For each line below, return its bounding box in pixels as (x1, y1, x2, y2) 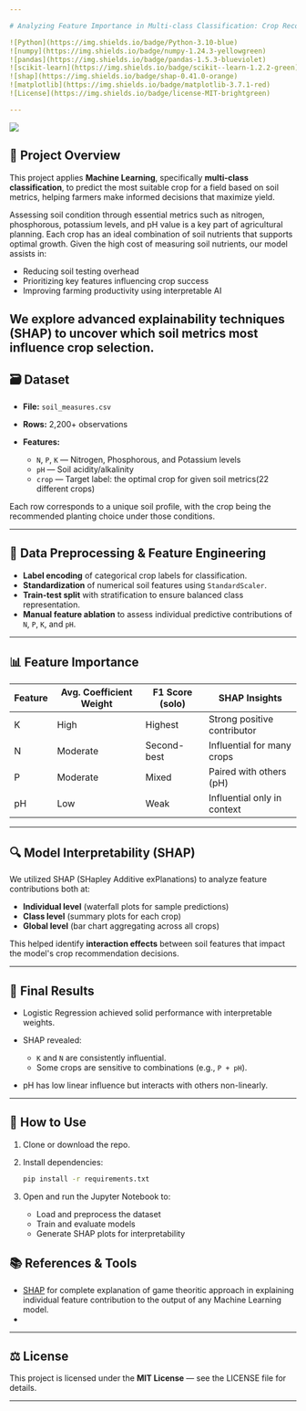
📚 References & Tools (9, 1256, 138, 1271)
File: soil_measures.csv (22, 401, 112, 412)
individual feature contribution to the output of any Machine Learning (22, 1294, 282, 1305)
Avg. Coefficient (60, 686, 133, 699)
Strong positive (208, 713, 274, 726)
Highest (145, 719, 179, 732)
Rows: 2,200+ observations (22, 418, 128, 429)
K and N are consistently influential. (36, 1052, 167, 1064)
